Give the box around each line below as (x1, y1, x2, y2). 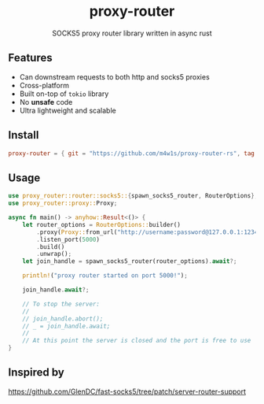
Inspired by (8, 365, 64, 380)
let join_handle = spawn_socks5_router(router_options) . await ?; (22, 258, 237, 265)
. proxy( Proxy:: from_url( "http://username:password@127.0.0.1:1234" (36, 228, 262, 236)
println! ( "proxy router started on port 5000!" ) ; (22, 272, 189, 280)
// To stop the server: (22, 300, 101, 308)
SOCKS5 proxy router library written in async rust (52, 28, 212, 38)
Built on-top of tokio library (19, 89, 109, 98)
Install (8, 128, 39, 142)
